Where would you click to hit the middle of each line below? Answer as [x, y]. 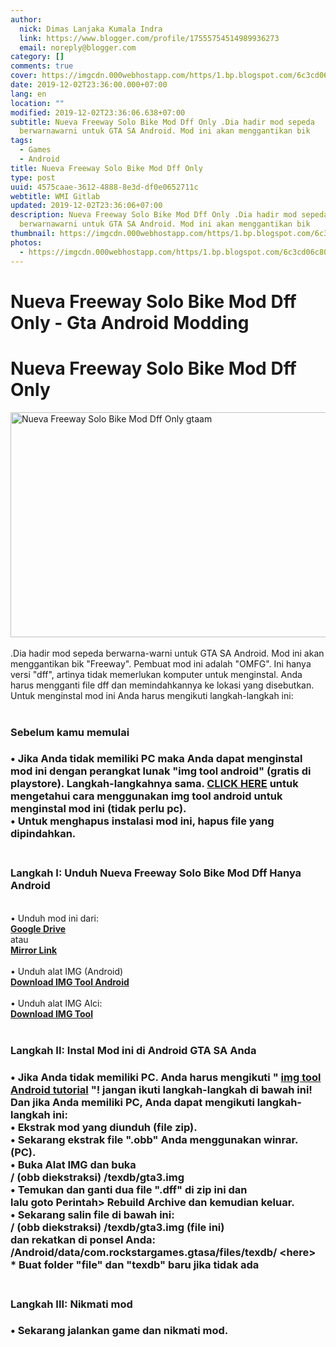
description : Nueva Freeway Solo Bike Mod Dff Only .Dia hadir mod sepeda [169, 215]
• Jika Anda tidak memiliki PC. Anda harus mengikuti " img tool [166, 1077]
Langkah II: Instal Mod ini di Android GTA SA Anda [133, 1050]
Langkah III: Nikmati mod [71, 1304]
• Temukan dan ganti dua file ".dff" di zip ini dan [129, 1189]
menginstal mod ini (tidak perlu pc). [98, 809]
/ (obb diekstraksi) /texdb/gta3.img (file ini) [117, 1227]
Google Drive [38, 928]
